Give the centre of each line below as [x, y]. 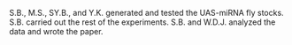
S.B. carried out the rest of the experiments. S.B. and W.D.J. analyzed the [142, 22]
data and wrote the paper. [56, 31]
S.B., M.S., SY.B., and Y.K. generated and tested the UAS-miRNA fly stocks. [147, 13]
